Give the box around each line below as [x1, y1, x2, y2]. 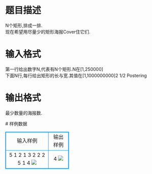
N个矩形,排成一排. [5, 22, 43, 28]
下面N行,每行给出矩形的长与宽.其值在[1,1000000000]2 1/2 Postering [5, 72, 147, 79]
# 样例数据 [5, 120, 27, 127]
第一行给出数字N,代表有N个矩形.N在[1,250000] [5, 66, 103, 72]
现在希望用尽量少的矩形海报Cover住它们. [5, 28, 90, 34]
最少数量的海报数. [5, 110, 43, 116]
